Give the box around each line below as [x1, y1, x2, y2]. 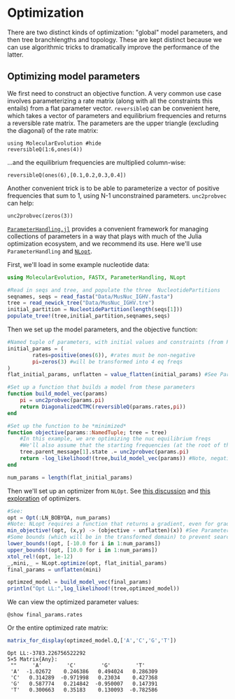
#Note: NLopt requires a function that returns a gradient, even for [7, 521, 215, 528]
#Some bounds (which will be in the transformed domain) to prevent [7, 533, 211, 541]
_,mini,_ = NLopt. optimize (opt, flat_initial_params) [7, 559, 168, 567]
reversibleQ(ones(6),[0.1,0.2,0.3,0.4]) [7, 171, 127, 179]
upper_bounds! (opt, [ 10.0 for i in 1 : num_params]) [7, 547, 158, 554]
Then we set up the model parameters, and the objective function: [7, 325, 198, 333]
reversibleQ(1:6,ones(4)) [7, 145, 83, 153]
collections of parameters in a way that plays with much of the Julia [7, 232, 202, 240]
